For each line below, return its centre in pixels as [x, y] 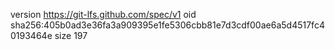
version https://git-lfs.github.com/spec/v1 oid [103, 14]
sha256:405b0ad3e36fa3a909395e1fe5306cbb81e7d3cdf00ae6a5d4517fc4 [167, 25]
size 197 [71, 35]
